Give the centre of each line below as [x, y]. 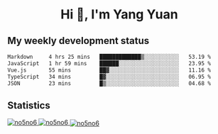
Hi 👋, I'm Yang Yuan [119, 15]
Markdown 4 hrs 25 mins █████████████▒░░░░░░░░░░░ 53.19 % [109, 57]
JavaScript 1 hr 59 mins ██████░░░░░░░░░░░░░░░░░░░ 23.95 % [109, 63]
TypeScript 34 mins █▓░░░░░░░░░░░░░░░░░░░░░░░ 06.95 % [109, 77]
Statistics [29, 105]
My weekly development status [78, 41]
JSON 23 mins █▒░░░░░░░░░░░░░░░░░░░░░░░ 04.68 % [109, 83]
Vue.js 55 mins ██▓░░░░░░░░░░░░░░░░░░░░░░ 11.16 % [109, 70]
